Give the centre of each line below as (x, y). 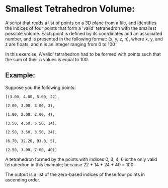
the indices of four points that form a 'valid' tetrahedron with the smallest (81, 28)
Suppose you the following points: (40, 87)
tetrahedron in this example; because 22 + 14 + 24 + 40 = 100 (69, 164)
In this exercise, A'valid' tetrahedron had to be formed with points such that (83, 54)
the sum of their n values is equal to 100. (47, 59)
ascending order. (23, 179)
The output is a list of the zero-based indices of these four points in (75, 174)
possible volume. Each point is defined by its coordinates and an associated (84, 33)
